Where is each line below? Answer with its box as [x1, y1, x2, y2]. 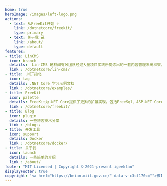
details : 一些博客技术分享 [9, 118, 60, 123]
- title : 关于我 [5, 146, 37, 151]
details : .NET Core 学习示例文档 [9, 81, 75, 86]
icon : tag [9, 76, 30, 81]
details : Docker [9, 136, 43, 141]
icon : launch [9, 150, 37, 155]
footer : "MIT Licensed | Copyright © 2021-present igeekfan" [5, 164, 135, 169]
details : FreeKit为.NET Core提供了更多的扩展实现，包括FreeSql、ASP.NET [9, 100, 152, 105]
